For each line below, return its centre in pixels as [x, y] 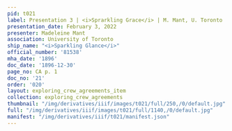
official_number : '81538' [45, 53]
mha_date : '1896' [32, 59]
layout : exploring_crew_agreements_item [67, 91]
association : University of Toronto [60, 40]
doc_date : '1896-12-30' [42, 65]
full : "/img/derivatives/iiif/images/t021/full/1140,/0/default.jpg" [110, 110]
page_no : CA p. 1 [32, 71]
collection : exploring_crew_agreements [65, 98]
